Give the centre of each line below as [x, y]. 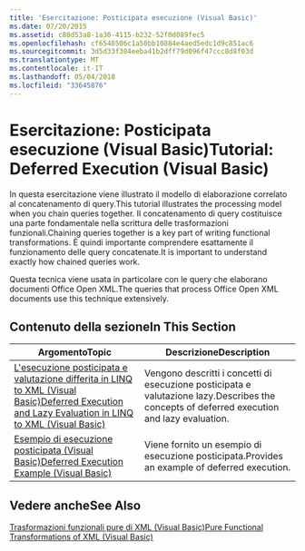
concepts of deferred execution [212, 408]
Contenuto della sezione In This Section [123, 326]
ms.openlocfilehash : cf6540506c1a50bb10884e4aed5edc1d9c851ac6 [132, 43]
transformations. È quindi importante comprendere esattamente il [132, 242]
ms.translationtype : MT [54, 60]
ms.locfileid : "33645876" [58, 85]
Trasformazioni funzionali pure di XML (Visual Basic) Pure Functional [137, 527]
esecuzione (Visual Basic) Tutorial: [142, 149]
